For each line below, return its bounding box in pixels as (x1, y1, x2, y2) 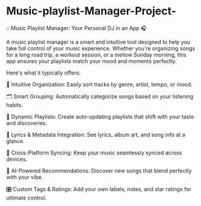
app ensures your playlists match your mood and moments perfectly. (6, 57, 177, 64)
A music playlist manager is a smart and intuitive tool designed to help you (6, 38, 191, 46)
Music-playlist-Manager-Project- (6, 4, 176, 18)
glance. (6, 137, 25, 145)
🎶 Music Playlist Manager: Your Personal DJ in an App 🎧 (6, 24, 147, 31)
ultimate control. (6, 194, 47, 201)
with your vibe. (6, 173, 43, 181)
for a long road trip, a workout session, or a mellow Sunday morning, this (6, 51, 187, 58)
